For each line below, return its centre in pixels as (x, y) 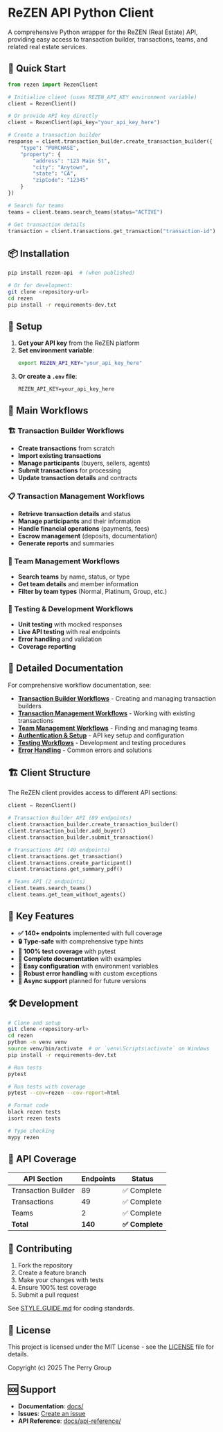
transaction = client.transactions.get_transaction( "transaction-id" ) (112, 231)
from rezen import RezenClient (53, 85)
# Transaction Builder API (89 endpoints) (70, 818)
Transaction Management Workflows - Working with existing (106, 713)
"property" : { (41, 154)
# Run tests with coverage (47, 1086)
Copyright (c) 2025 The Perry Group (60, 1367)
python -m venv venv (38, 1042)
